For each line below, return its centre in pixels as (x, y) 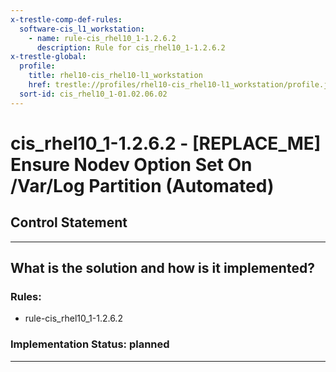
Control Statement (69, 222)
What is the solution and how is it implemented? (162, 268)
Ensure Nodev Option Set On (131, 164)
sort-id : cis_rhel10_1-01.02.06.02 (93, 94)
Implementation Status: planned (90, 344)
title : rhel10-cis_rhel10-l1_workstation (115, 76)
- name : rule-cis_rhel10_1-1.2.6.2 (102, 38)
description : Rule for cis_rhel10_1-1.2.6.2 (131, 47)
